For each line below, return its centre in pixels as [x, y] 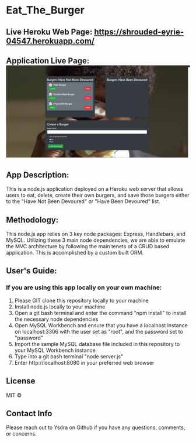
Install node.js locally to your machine [60, 306]
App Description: [38, 175]
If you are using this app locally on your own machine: [84, 287]
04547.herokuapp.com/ [50, 41]
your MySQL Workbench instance [55, 350]
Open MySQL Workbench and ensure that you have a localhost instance [101, 325]
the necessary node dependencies [56, 319]
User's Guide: [32, 271]
